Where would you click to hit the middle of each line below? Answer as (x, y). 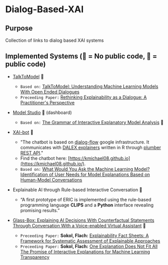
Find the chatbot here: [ (45, 158)
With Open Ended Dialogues (50, 92)
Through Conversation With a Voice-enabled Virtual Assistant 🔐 (79, 225)
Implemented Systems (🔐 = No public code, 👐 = (81, 56)
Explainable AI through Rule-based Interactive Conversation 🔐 (77, 190)
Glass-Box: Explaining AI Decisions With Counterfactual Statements (83, 220)
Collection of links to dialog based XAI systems (55, 40)
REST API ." (32, 153)
